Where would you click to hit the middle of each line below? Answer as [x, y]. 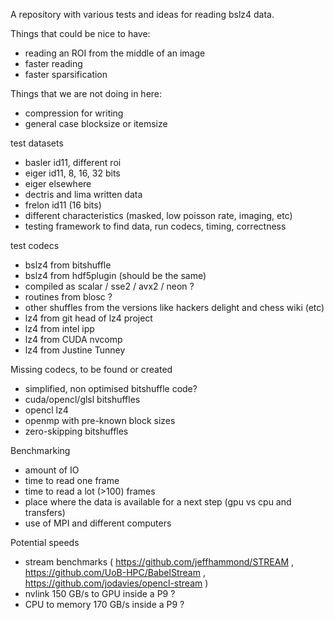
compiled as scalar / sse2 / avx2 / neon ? [109, 286]
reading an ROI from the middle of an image [115, 53]
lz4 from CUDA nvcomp [73, 339]
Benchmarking [40, 450]
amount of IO [52, 470]
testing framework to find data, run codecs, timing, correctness [155, 226]
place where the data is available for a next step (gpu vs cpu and [158, 502]
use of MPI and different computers [98, 523]
